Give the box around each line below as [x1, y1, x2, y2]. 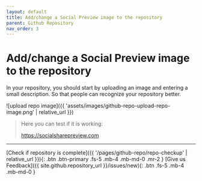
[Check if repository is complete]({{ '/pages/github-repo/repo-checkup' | [6, 149, 188, 156]
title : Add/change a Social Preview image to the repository [6, 14, 163, 20]
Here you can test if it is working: [20, 120, 103, 127]
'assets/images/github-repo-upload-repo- [66, 102, 171, 109]
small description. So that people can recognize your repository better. [6, 91, 182, 98]
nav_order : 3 [6, 25, 39, 32]
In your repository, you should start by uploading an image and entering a [6, 84, 188, 91]
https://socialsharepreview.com [20, 132, 99, 139]
